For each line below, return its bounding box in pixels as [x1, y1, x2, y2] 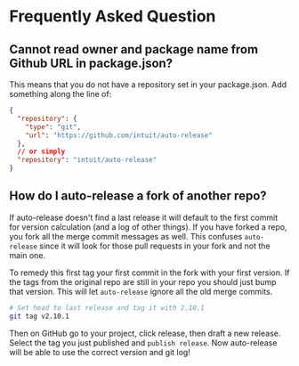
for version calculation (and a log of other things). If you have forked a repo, [9, 221, 287, 232]
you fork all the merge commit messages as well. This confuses [9, 231, 243, 241]
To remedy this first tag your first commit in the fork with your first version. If [9, 267, 290, 278]
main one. [9, 249, 46, 260]
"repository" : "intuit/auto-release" [17, 156, 158, 165]
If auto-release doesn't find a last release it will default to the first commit [9, 212, 279, 223]
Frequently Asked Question [9, 6, 216, 27]
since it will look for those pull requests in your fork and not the [39, 240, 271, 251]
